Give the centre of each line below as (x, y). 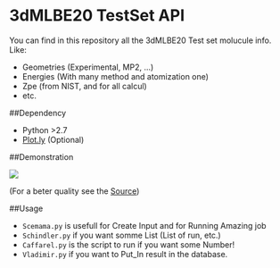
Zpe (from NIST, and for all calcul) (84, 86)
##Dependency (38, 113)
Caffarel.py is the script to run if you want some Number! (128, 244)
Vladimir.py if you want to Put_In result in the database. (125, 254)
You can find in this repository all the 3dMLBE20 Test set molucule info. (140, 40)
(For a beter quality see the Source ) (74, 191)
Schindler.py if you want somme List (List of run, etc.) (121, 235)
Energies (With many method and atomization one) (115, 76)
